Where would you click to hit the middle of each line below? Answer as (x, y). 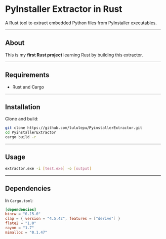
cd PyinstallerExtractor (31, 133)
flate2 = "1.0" (21, 223)
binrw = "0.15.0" (23, 214)
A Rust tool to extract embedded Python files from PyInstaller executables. (81, 23)
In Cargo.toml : (19, 200)
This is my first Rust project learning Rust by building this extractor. (74, 55)
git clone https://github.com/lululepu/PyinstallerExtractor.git (74, 128)
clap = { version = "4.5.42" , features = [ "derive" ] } (63, 219)
